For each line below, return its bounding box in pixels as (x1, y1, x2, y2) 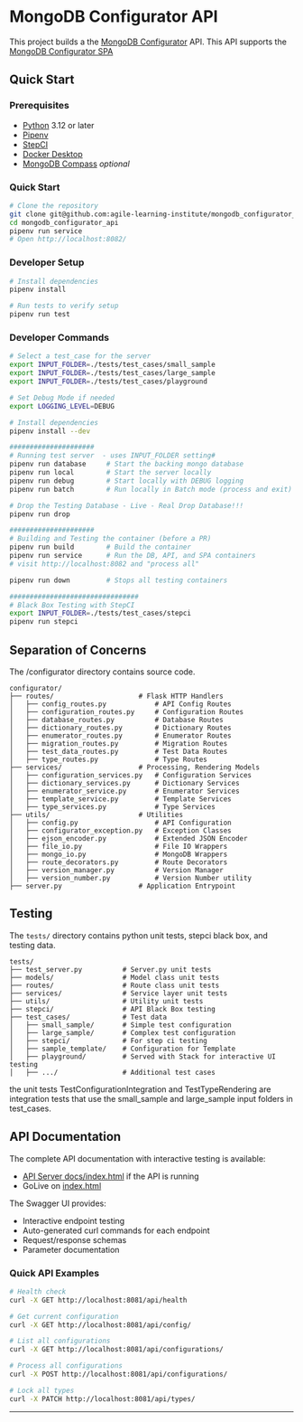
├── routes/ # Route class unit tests (9, 981, 220, 990)
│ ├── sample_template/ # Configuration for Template (9, 1044, 236, 1053)
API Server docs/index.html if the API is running (22, 1171, 200, 1182)
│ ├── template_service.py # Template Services (9, 794, 232, 804)
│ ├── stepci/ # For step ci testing (9, 1036, 207, 1045)
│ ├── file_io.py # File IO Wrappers (9, 842, 228, 851)
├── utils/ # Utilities (9, 810, 183, 819)
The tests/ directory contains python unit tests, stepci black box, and (9, 929, 269, 941)
